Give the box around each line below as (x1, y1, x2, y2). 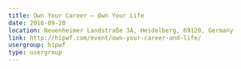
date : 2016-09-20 (8, 19, 66, 27)
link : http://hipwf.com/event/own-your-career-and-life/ (8, 33, 202, 42)
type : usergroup (8, 48, 62, 56)
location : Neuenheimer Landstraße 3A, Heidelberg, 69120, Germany (8, 26, 234, 34)
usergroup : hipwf (8, 41, 66, 49)
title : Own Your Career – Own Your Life (8, 11, 145, 20)
